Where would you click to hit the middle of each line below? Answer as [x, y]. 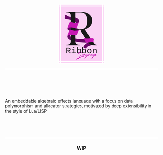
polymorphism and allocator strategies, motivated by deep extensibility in [78, 106]
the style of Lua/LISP [26, 111]
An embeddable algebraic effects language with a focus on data [69, 101]
